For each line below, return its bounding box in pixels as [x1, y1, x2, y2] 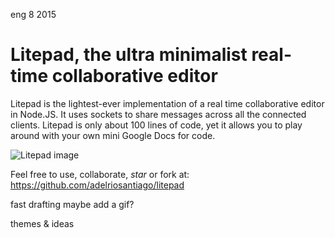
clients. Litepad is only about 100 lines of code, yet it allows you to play [10, 119, 303, 131]
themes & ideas [10, 217, 75, 229]
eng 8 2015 [10, 9, 57, 20]
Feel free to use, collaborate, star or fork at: [10, 168, 190, 180]
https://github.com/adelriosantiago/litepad [10, 179, 185, 191]
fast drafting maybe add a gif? [10, 198, 135, 210]
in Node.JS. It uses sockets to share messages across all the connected [10, 108, 307, 120]
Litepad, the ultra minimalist [10, 44, 248, 66]
